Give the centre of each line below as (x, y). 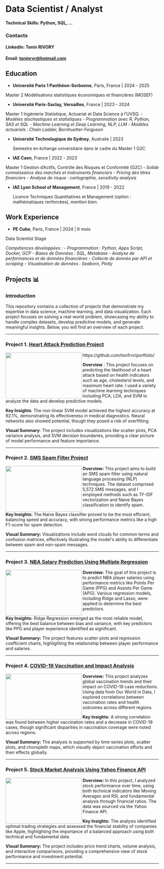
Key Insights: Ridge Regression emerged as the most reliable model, (74, 618)
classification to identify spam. (113, 505)
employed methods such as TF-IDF (118, 494)
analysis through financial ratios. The (119, 801)
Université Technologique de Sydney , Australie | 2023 (68, 139)
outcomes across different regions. (118, 708)
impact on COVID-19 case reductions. (120, 687)
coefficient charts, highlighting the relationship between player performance (82, 643)
